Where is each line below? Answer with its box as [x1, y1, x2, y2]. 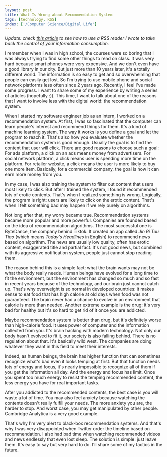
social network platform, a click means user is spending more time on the [5, 156, 156, 162]
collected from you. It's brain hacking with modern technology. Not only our [5, 328, 161, 334]
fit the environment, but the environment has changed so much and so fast [5, 275, 159, 281]
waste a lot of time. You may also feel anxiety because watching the [5, 395, 145, 401]
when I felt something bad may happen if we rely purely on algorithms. [5, 202, 151, 208]
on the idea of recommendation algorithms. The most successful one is [5, 223, 152, 229]
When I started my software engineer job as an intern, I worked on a [5, 113, 145, 119]
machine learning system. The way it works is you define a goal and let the [5, 129, 159, 135]
